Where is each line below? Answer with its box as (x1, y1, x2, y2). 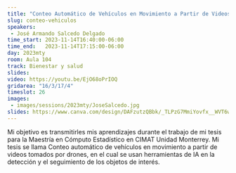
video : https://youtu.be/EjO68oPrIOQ (7, 75, 118, 83)
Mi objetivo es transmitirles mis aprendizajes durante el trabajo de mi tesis (7, 127, 222, 136)
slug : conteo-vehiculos (7, 17, 77, 24)
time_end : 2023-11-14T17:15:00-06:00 (7, 43, 124, 50)
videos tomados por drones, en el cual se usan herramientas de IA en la (7, 150, 216, 158)
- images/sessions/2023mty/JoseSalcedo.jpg (10, 102, 140, 109)
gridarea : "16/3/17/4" (7, 82, 74, 89)
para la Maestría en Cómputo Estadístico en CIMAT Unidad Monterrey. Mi (7, 135, 219, 143)
